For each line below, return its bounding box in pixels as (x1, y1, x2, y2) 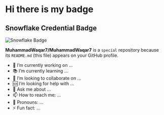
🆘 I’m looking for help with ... (12, 81, 74, 87)
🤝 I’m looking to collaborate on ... (12, 75, 81, 81)
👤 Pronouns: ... (12, 99, 44, 105)
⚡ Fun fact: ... (12, 105, 40, 111)
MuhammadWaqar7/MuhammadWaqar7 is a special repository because (5, 47, 159, 53)
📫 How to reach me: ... (12, 92, 61, 98)
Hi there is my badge (5, 4, 94, 15)
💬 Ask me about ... (12, 86, 51, 92)
